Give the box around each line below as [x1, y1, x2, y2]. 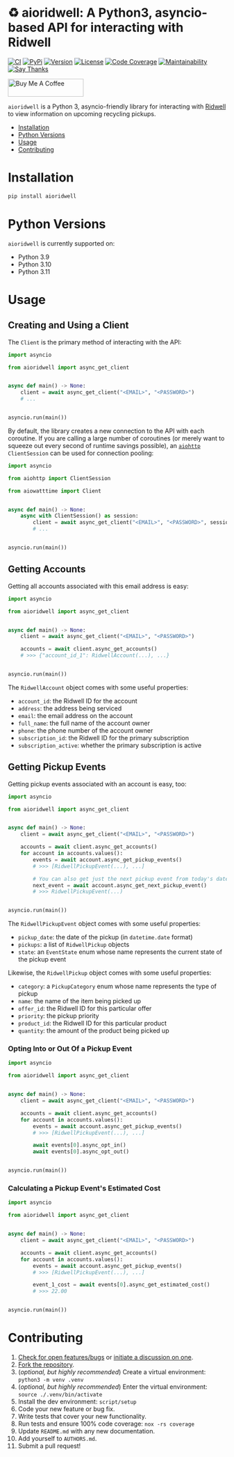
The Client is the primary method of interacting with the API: [8, 337, 182, 346]
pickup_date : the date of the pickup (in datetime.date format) [17, 933, 193, 941]
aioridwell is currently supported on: [8, 239, 115, 248]
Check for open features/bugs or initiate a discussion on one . [17, 1353, 194, 1361]
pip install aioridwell [8, 193, 77, 200]
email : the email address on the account [17, 711, 133, 719]
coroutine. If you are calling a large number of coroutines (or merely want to [8, 433, 225, 443]
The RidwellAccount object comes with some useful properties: [8, 683, 188, 692]
